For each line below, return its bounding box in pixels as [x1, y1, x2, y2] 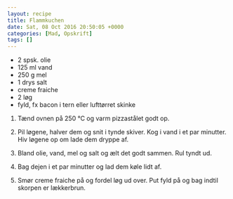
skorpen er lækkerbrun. [17, 184, 86, 192]
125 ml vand [17, 63, 53, 72]
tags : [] [7, 37, 33, 44]
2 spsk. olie [17, 56, 51, 64]
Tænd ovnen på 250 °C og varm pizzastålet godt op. [17, 114, 170, 123]
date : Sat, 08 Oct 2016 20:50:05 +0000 [7, 23, 124, 30]
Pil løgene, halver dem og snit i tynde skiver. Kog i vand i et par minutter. [17, 128, 227, 136]
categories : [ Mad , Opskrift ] [7, 30, 93, 37]
